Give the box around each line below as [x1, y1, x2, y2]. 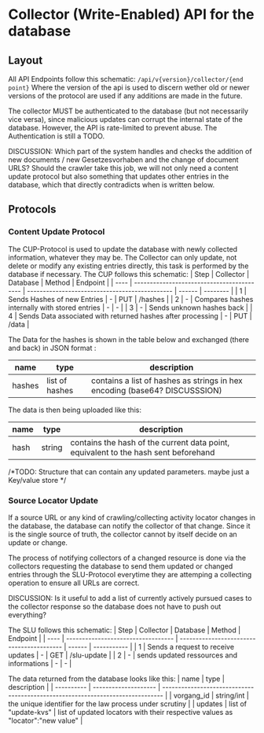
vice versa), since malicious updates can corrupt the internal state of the [8, 115, 244, 123]
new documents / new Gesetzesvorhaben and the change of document [8, 155, 239, 164]
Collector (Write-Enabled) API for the [8, 6, 255, 24]
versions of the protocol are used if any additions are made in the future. [8, 91, 243, 100]
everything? [8, 610, 47, 619]
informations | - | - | [8, 658, 72, 668]
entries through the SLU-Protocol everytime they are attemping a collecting [8, 569, 252, 579]
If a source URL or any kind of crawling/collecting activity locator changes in [8, 513, 255, 522]
